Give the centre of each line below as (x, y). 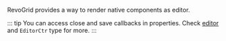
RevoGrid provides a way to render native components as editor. (98, 10)
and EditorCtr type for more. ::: (52, 30)
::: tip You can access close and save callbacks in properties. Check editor (113, 23)
